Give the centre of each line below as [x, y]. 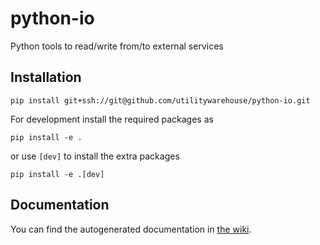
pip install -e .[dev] [57, 174]
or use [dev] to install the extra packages [95, 156]
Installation [46, 77]
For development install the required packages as [112, 119]
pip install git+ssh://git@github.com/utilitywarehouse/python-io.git [160, 100]
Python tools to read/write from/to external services [117, 46]
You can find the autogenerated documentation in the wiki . [131, 229]
